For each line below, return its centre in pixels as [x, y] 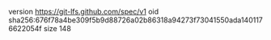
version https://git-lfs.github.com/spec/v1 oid [84, 12]
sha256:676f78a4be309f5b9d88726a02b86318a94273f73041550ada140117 [135, 20]
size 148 [57, 28]
